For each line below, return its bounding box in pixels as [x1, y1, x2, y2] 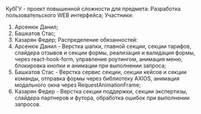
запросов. [14, 101, 41, 108]
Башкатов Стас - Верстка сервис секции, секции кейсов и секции [14, 69, 187, 75]
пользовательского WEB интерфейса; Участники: [5, 12, 134, 19]
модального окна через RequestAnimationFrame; [14, 81, 141, 89]
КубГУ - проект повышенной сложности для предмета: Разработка [5, 5, 181, 12]
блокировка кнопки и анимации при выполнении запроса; [14, 62, 166, 69]
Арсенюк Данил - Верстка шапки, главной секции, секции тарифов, [14, 42, 192, 50]
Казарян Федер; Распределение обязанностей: [14, 36, 138, 43]
